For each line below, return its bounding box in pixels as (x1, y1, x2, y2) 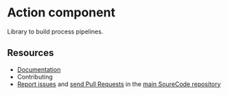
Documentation (16, 65, 61, 73)
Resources (7, 47, 54, 59)
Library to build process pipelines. (7, 27, 104, 36)
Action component (7, 5, 115, 21)
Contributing (16, 72, 53, 81)
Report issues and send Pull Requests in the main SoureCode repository (16, 80, 221, 88)
